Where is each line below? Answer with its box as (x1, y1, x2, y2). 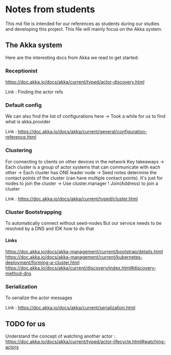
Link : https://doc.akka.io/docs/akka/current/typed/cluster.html (5, 196, 138, 202)
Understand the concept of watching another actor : (5, 333, 115, 339)
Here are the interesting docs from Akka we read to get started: (5, 54, 139, 60)
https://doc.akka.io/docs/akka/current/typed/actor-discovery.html (5, 79, 145, 85)
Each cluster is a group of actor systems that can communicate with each (5, 164, 160, 170)
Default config (5, 101, 42, 109)
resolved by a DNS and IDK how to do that (5, 225, 94, 232)
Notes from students (5, 4, 95, 15)
